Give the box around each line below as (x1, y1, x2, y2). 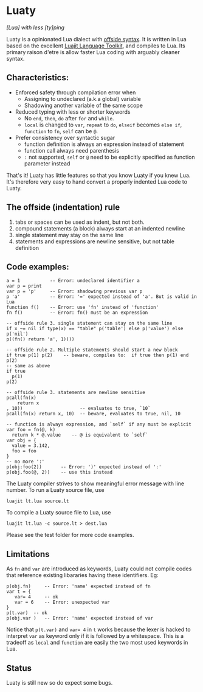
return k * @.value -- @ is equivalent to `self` (12, 432, 148, 438)
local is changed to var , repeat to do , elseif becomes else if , (24, 121, 182, 128)
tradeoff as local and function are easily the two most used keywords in (6, 639, 188, 646)
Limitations (6, 548, 50, 559)
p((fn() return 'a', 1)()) (6, 336, 75, 342)
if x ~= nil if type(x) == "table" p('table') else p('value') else (6, 326, 184, 332)
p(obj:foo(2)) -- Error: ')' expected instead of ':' (6, 464, 162, 470)
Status (6, 663, 32, 673)
